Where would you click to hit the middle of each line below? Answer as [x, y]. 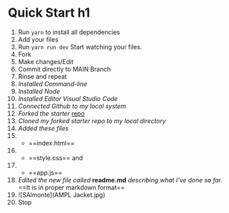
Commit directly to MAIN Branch [64, 69]
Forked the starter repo [52, 113]
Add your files [38, 39]
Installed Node [39, 91]
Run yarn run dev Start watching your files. [80, 47]
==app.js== [45, 173]
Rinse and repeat [42, 76]
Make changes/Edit [46, 61]
